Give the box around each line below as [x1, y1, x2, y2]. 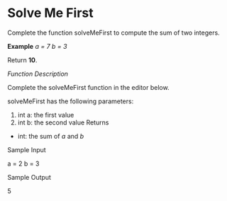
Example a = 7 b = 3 [7, 42, 67, 50]
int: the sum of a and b [17, 132, 84, 140]
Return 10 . [7, 55, 38, 64]
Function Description [7, 69, 69, 78]
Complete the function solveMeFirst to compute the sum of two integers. [7, 28, 220, 37]
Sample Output [7, 173, 52, 181]
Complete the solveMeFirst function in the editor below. [7, 83, 170, 91]
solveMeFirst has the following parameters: [7, 97, 134, 105]
